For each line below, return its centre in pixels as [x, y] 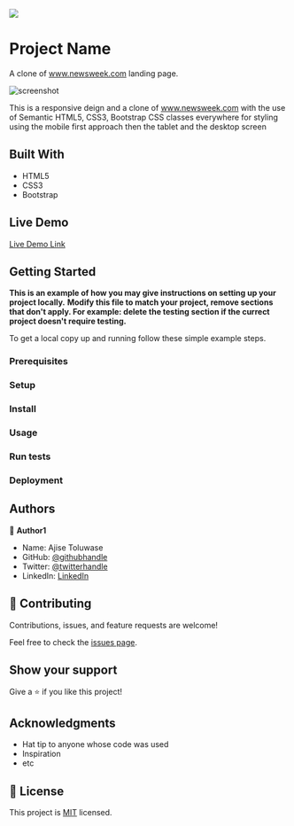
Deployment [36, 480]
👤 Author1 [28, 530]
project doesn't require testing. [68, 321]
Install [23, 409]
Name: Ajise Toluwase [62, 547]
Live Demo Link [38, 244]
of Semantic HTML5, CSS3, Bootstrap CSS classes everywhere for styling [144, 117]
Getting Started [53, 272]
